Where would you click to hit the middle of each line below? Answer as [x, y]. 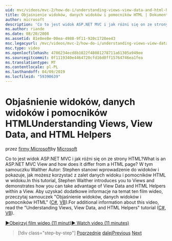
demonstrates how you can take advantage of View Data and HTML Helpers [85, 186]
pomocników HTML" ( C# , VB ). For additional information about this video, [82, 202]
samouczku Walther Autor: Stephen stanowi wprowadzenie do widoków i [82, 169]
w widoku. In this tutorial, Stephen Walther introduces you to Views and [80, 180]
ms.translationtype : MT [31, 62]
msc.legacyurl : [21, 43]
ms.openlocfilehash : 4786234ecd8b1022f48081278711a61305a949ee [74, 53]
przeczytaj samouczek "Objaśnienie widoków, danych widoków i [73, 196]
